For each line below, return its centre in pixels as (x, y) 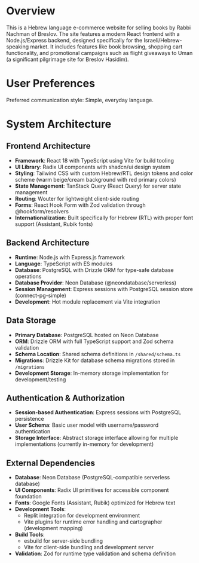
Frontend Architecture (48, 146)
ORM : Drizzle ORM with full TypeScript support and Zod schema (94, 341)
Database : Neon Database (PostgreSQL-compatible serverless (92, 478)
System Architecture (59, 124)
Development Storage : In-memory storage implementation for (92, 373)
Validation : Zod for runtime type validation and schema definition (95, 553)
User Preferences (51, 83)
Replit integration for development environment (82, 516)
